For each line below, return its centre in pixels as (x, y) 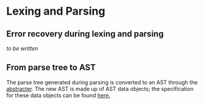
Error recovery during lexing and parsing (85, 34)
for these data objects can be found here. (58, 95)
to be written (22, 48)
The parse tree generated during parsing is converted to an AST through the (102, 82)
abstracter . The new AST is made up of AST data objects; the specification (100, 89)
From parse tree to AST (51, 67)
